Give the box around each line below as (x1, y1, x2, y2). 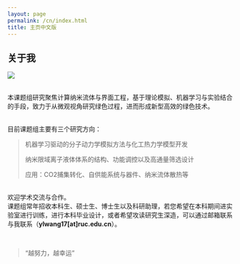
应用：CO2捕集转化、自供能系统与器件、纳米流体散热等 (24, 171, 189, 179)
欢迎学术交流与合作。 (7, 193, 70, 202)
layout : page (7, 10, 46, 18)
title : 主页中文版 (7, 24, 57, 31)
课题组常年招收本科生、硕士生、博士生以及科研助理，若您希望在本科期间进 (7, 202, 226, 210)
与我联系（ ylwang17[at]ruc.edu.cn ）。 (7, 220, 121, 228)
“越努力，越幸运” (24, 249, 75, 258)
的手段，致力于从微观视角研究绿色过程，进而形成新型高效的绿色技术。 (7, 102, 214, 111)
